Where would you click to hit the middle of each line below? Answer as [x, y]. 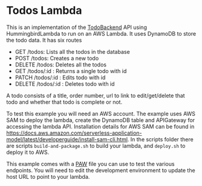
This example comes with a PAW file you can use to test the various [90, 164]
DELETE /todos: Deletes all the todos [61, 65]
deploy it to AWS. [28, 152]
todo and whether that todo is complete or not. [64, 102]
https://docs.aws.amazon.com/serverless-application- [74, 133]
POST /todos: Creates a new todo [57, 58]
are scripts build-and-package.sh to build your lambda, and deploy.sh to [96, 146]
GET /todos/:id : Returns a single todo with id [71, 71]
